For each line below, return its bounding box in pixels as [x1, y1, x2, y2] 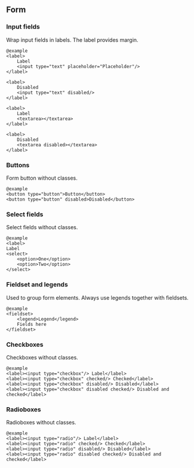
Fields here [17, 321, 47, 327]
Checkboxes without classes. [6, 353, 79, 361]
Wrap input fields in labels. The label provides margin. [6, 36, 138, 44]
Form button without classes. [6, 174, 78, 181]
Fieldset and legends [6, 281, 69, 289]
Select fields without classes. [6, 224, 78, 231]
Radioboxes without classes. [6, 419, 76, 426]
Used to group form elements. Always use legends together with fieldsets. [6, 294, 189, 301]
